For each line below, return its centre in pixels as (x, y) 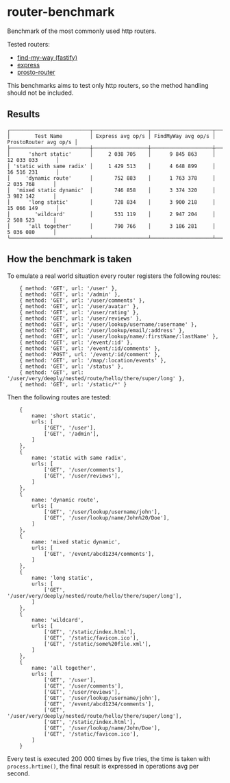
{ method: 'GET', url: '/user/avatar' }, (79, 306)
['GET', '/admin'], (71, 434)
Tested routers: (28, 44)
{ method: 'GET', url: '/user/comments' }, (82, 300)
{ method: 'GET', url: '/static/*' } (73, 384)
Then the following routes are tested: (59, 397)
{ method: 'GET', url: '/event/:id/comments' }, (90, 348)
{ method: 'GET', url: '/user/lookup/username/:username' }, (108, 324)
